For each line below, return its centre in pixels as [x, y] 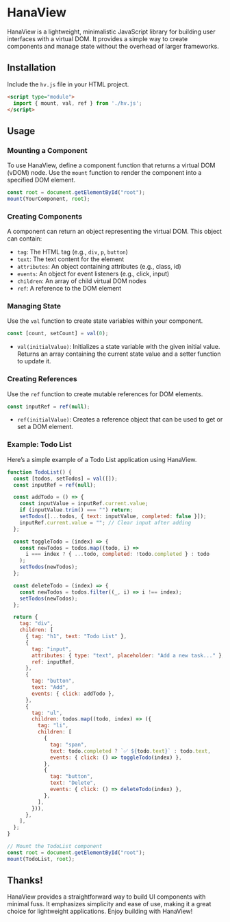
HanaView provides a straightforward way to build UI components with [106, 897]
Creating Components [45, 216]
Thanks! [25, 881]
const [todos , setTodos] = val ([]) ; [65, 478]
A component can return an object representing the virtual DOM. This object [115, 232]
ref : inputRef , [53, 662]
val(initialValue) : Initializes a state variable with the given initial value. [118, 347]
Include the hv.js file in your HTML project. [68, 84]
